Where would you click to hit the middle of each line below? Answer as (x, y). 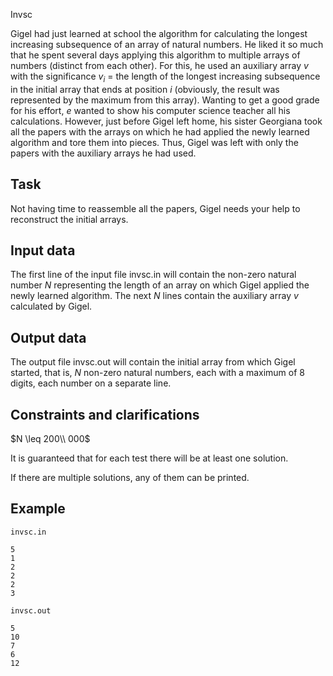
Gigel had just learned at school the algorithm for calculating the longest (159, 33)
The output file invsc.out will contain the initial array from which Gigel (153, 362)
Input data (43, 250)
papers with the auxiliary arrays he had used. (103, 153)
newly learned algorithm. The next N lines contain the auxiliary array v (154, 296)
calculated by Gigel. (51, 306)
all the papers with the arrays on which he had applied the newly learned (160, 131)
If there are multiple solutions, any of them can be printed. (130, 478)
